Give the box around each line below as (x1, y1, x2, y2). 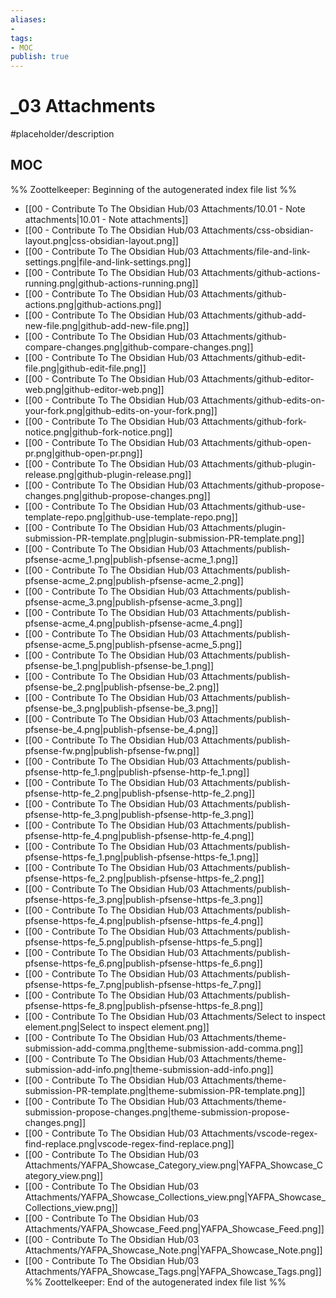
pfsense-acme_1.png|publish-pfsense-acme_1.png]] (24, 553, 239, 565)
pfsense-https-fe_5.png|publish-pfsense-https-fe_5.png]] (24, 936, 263, 948)
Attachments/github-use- (201, 500, 306, 512)
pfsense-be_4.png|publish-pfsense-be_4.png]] (24, 723, 219, 735)
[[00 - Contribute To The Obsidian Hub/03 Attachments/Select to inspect (24, 1010, 326, 1022)
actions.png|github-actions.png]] (24, 298, 162, 310)
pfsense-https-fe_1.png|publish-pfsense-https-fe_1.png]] (24, 851, 260, 863)
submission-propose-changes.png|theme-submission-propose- (24, 1106, 290, 1118)
